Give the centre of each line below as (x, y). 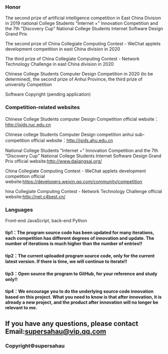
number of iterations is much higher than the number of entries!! (74, 244)
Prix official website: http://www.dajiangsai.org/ (54, 161)
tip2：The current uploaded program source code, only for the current (80, 256)
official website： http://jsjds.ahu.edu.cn (72, 140)
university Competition (29, 84)
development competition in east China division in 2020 (63, 49)
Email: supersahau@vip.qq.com (56, 331)
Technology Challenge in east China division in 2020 (60, 64)
